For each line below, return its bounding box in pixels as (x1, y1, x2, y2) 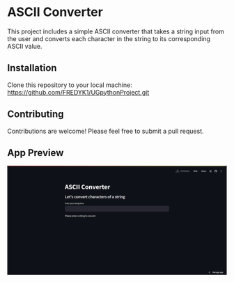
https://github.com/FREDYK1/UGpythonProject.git (7, 88, 150, 96)
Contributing (7, 109, 64, 120)
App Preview (7, 147, 64, 159)
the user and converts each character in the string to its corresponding (7, 34, 211, 42)
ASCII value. (7, 42, 42, 50)
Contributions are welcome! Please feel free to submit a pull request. (7, 127, 204, 135)
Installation (7, 62, 57, 74)
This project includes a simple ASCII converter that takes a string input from (7, 27, 225, 36)
